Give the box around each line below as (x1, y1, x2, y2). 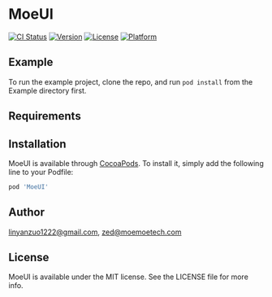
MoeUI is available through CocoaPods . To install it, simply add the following (8, 158, 264, 168)
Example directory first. (8, 85, 87, 95)
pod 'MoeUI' (8, 182, 49, 191)
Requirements (8, 109, 81, 123)
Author (8, 205, 45, 220)
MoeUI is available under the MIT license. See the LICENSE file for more (8, 272, 249, 282)
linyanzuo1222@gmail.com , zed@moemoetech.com (8, 227, 182, 237)
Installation (8, 137, 67, 151)
